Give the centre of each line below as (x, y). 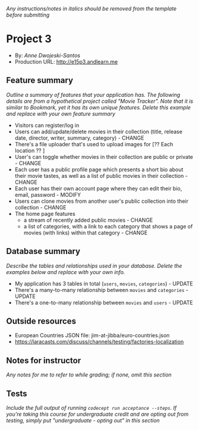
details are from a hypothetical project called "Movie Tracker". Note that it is (100, 101)
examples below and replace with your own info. (66, 272)
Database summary (43, 251)
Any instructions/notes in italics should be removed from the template (91, 9)
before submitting (28, 15)
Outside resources (41, 321)
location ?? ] (30, 150)
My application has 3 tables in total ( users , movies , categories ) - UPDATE (104, 283)
